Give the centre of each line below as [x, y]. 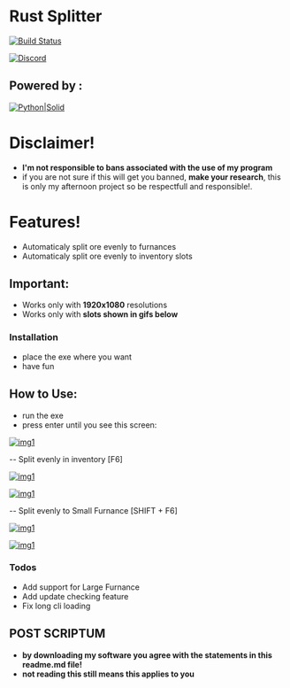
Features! [45, 222]
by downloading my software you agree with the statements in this [147, 655]
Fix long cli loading [56, 606]
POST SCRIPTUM [57, 634]
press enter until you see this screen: [89, 425]
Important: [39, 284]
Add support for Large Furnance [80, 587]
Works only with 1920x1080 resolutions [95, 305]
